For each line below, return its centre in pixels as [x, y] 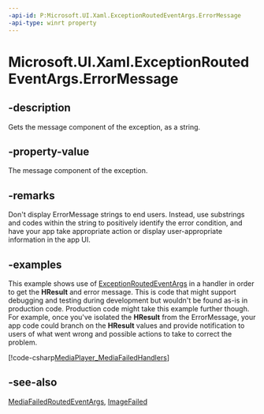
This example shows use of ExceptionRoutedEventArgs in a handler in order [131, 283]
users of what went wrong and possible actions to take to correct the [120, 333]
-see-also [33, 383]
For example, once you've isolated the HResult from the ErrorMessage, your [132, 317]
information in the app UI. [49, 240]
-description [39, 108]
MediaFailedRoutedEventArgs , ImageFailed [78, 401]
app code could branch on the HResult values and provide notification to [126, 326]
